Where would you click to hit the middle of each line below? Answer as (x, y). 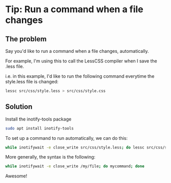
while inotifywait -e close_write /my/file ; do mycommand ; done (75, 166)
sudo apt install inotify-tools (39, 128)
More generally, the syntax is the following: (50, 157)
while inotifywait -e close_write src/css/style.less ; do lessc (75, 147)
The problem (26, 39)
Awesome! (16, 176)
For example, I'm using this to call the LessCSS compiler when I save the (81, 61)
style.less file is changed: (32, 82)
